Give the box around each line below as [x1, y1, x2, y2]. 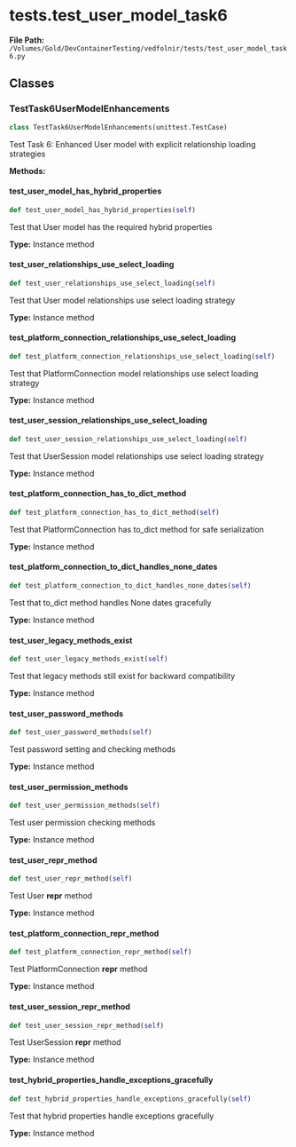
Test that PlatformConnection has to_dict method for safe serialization [9, 524, 264, 534]
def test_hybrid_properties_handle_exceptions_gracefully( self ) [9, 1094, 252, 1103]
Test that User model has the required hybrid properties [9, 221, 213, 232]
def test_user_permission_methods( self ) [9, 801, 161, 811]
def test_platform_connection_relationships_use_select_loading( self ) [9, 352, 276, 360]
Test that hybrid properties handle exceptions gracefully [9, 1111, 214, 1121]
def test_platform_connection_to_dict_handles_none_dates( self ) [9, 581, 252, 590]
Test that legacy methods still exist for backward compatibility [9, 671, 236, 682]
